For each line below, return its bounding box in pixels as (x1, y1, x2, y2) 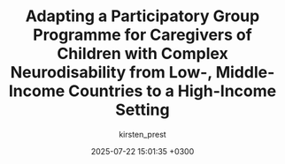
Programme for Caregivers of (33, 25, 252, 45)
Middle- (215, 63, 275, 83)
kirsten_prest (119, 129, 166, 139)
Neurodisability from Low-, (10, 63, 212, 83)
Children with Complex (57, 44, 228, 63)
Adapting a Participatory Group (25, 6, 260, 26)
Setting (115, 100, 170, 120)
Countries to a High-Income (68, 81, 277, 101)
